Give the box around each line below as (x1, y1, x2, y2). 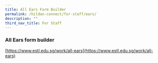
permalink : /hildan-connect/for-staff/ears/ (5, 12, 97, 16)
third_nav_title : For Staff (5, 20, 62, 26)
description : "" (5, 16, 38, 21)
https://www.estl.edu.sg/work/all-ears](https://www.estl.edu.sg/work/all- (6, 47, 153, 53)
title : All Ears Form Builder (5, 7, 67, 12)
